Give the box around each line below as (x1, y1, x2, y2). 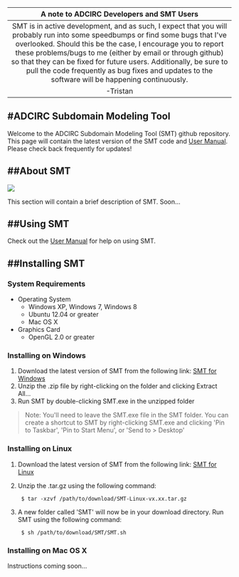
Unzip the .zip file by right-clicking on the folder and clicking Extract (17, 382, 218, 390)
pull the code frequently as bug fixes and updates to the (26, 66, 213, 76)
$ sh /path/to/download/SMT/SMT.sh (21, 529, 127, 536)
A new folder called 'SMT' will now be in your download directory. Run (17, 507, 224, 516)
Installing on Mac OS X (7, 545, 87, 555)
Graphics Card (17, 326, 60, 334)
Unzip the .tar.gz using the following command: (17, 481, 156, 490)
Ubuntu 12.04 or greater (28, 310, 99, 319)
